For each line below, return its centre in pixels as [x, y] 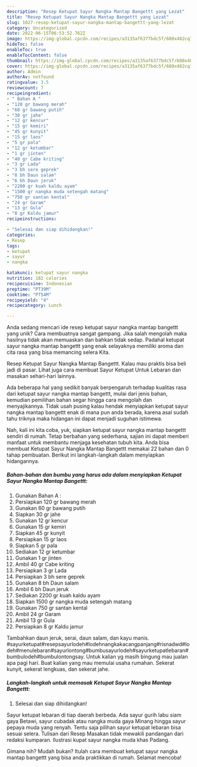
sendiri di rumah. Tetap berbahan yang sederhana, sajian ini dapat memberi [98, 436]
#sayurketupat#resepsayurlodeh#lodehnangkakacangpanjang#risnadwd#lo [98, 644]
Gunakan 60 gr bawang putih [50, 508]
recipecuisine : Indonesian [39, 283]
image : [15, 39]
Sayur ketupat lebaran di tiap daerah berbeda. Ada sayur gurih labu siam [94, 715]
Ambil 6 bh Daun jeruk [42, 589]
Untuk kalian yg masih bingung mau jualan [137, 657]
